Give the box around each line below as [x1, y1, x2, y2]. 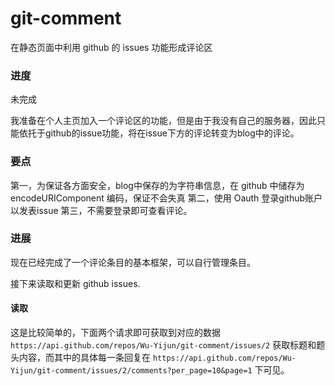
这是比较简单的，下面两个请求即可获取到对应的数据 [10, 327, 221, 339]
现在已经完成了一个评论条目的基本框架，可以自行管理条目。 [10, 256, 256, 268]
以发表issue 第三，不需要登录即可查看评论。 [10, 204, 193, 216]
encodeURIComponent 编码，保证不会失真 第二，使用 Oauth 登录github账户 [10, 192, 323, 204]
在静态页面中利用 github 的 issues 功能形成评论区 [10, 41, 213, 53]
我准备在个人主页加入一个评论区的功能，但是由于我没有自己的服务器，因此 [10, 115, 317, 127]
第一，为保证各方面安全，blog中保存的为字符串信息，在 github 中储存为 [10, 179, 305, 191]
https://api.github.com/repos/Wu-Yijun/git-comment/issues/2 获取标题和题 [10, 339, 326, 351]
